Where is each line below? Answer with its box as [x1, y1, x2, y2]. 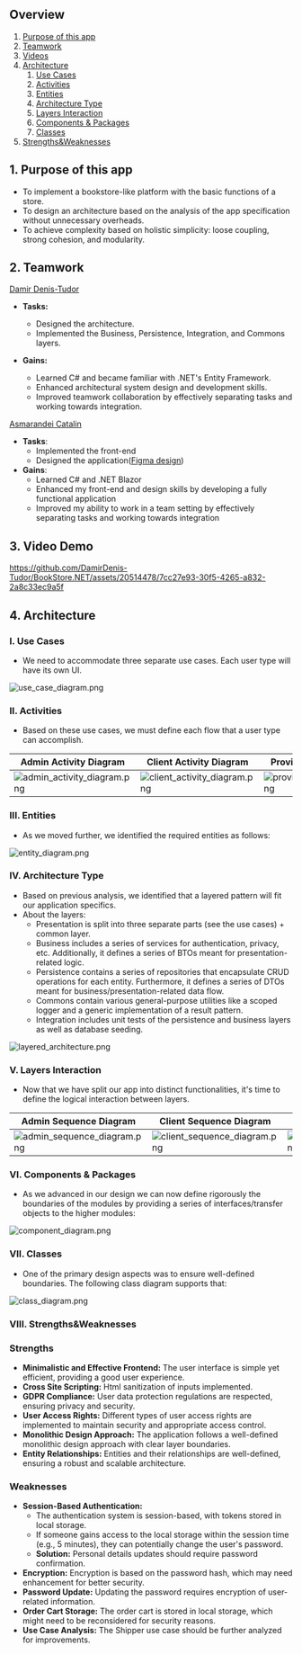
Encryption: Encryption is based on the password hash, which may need [22, 1568, 293, 1578]
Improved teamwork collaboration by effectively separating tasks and [35, 391, 293, 403]
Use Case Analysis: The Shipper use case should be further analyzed [22, 1625, 282, 1636]
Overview [9, 7, 66, 22]
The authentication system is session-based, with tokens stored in [35, 1510, 281, 1521]
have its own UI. [22, 665, 83, 675]
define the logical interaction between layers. [22, 1094, 191, 1104]
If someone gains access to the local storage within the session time [35, 1529, 289, 1541]
